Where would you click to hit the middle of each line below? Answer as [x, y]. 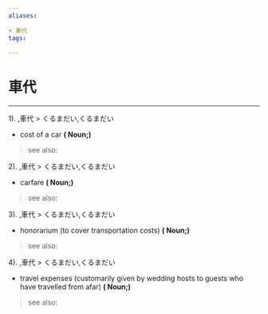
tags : [17, 38]
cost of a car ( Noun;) [55, 135]
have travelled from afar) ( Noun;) [75, 287]
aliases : [23, 16]
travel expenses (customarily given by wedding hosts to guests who [132, 278]
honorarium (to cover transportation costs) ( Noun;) [104, 231]
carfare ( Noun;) [47, 183]
